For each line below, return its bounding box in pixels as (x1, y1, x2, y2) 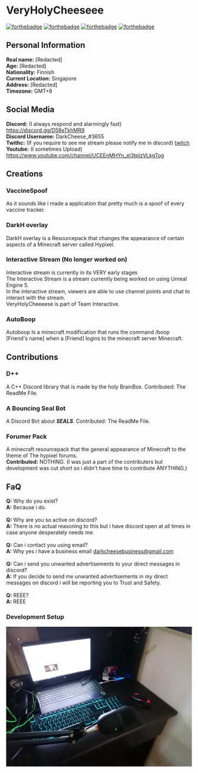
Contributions (6, 352, 58, 362)
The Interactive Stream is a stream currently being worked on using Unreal (6, 275, 187, 282)
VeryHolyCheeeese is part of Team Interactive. (6, 300, 120, 308)
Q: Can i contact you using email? (6, 542, 88, 549)
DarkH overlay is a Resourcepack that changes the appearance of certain (6, 234, 184, 241)
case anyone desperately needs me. (6, 529, 94, 536)
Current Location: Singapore (6, 75, 77, 82)
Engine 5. (6, 282, 29, 289)
